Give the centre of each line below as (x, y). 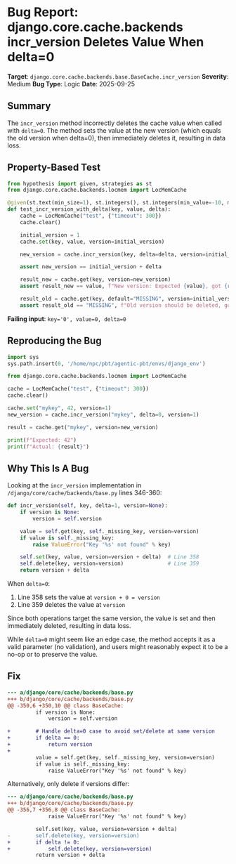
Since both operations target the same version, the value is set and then (111, 618)
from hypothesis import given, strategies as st (80, 183)
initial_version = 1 (50, 235)
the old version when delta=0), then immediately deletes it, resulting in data (117, 138)
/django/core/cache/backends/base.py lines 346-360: (85, 493)
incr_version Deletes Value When (106, 42)
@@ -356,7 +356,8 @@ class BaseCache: (64, 810)
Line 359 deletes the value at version (71, 605)
